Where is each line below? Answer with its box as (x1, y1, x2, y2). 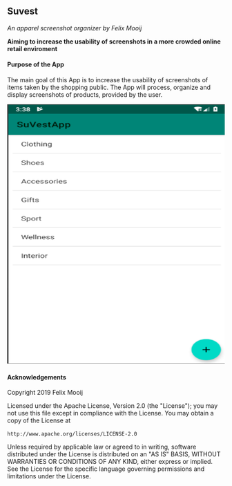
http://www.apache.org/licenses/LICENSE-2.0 (7, 431, 137, 438)
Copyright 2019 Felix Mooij (7, 389, 84, 397)
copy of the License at (7, 416, 71, 424)
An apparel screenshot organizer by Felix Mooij (7, 24, 142, 32)
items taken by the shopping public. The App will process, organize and (7, 83, 211, 92)
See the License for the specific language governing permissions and (7, 465, 205, 473)
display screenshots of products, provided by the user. (7, 91, 163, 99)
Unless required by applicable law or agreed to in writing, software (7, 442, 197, 451)
